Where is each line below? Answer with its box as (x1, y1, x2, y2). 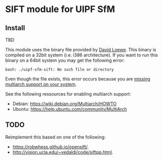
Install (5, 24, 25, 32)
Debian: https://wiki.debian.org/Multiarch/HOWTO (12, 101, 117, 107)
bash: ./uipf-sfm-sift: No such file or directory (5, 67, 114, 72)
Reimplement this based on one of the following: (5, 134, 106, 140)
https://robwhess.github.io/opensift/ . (12, 143, 89, 149)
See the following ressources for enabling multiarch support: (5, 91, 131, 97)
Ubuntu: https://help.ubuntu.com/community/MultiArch (12, 106, 127, 112)
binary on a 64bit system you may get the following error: (5, 57, 125, 63)
